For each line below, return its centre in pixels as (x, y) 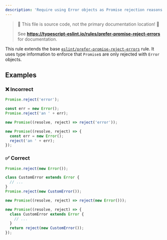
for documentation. (37, 39)
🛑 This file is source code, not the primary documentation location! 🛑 (88, 24)
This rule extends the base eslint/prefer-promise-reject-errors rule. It (80, 48)
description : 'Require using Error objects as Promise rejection (75, 10)
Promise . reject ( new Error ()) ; (37, 168)
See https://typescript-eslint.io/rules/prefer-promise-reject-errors (89, 33)
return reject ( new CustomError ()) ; (47, 228)
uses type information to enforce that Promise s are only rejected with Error (82, 54)
